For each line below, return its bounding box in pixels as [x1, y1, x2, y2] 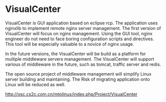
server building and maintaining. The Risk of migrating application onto [5, 76, 150, 82]
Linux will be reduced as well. [5, 81, 66, 88]
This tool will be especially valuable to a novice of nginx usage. [5, 41, 134, 47]
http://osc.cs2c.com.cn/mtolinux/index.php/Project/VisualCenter [5, 91, 138, 97]
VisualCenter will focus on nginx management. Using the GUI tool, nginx [5, 30, 153, 36]
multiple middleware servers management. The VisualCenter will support [5, 56, 155, 62]
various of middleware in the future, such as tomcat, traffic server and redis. [5, 61, 162, 67]
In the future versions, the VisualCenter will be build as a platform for [5, 51, 146, 57]
